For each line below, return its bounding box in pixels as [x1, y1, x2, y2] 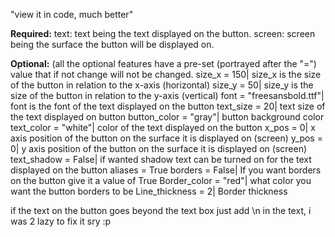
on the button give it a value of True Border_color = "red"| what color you [10, 175, 312, 186]
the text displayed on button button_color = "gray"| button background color [10, 111, 325, 123]
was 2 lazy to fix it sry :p [10, 215, 112, 227]
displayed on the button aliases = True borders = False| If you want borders [10, 164, 322, 176]
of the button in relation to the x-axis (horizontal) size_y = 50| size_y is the [10, 79, 314, 91]
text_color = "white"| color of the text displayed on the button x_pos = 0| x [10, 122, 316, 133]
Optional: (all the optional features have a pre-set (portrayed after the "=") [10, 58, 317, 69]
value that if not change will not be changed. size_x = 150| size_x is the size [10, 69, 322, 80]
